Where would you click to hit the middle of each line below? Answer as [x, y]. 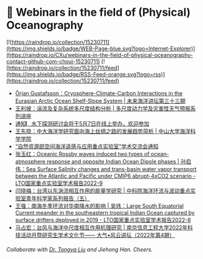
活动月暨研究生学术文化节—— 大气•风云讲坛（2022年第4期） [98, 235]
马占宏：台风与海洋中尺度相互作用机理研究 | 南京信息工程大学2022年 [101, 227]
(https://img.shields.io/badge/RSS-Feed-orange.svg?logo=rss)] [86, 74]
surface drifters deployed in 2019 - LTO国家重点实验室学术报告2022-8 [103, 220]
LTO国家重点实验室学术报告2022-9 [59, 183]
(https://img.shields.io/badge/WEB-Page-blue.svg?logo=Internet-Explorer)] [101, 49]
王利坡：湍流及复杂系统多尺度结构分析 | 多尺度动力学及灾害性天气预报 [103, 108]
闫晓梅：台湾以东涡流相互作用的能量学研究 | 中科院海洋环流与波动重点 [103, 190]
